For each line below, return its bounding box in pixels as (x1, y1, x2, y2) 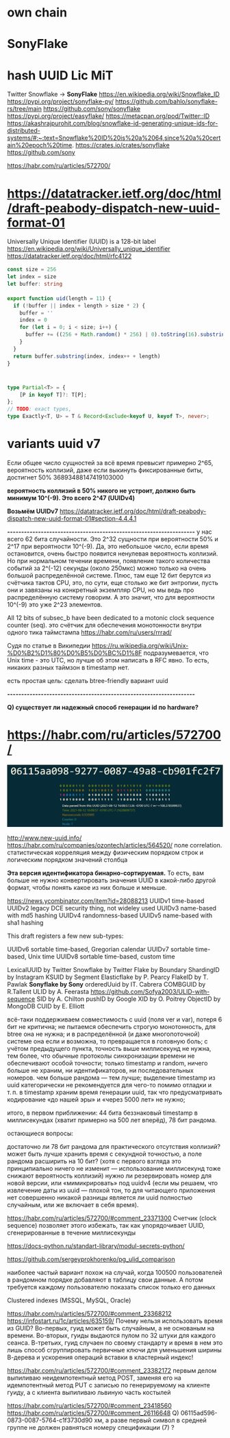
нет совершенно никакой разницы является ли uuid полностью (7, 1193, 193, 1202)
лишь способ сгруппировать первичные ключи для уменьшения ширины (7, 1346, 222, 1354)
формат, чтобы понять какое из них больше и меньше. (7, 884, 167, 892)
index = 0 (19, 317, 48, 323)
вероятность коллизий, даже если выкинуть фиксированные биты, (7, 466, 203, 474)
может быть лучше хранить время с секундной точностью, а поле (7, 1150, 202, 1158)
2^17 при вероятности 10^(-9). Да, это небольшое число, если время (7, 543, 209, 550)
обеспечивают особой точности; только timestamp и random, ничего (7, 1059, 208, 1067)
